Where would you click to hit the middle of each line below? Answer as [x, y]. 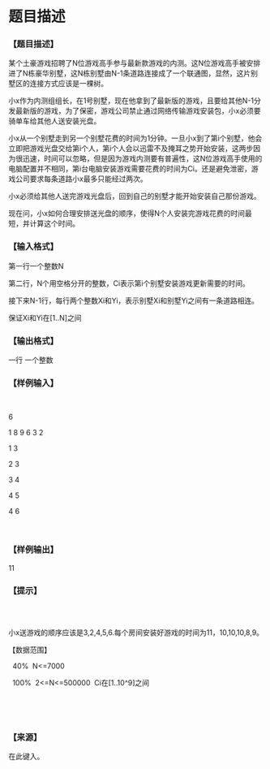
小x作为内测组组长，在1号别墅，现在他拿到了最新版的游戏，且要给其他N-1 [131, 101]
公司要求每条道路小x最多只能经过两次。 [81, 179]
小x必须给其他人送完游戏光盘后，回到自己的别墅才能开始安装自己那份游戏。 [135, 197]
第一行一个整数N [36, 266]
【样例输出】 [34, 550]
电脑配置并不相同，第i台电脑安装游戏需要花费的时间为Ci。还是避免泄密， [130, 169]
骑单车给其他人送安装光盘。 [55, 121]
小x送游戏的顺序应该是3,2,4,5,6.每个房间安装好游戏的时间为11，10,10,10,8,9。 [136, 632]
